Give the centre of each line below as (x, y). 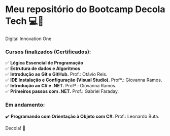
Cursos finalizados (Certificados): (48, 52)
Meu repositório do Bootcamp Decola (85, 9)
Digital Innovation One (28, 39)
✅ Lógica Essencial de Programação (44, 63)
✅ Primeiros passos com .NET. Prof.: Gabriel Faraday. (62, 91)
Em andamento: (25, 105)
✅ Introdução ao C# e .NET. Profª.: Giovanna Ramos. (61, 86)
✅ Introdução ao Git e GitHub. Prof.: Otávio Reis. (56, 74)
